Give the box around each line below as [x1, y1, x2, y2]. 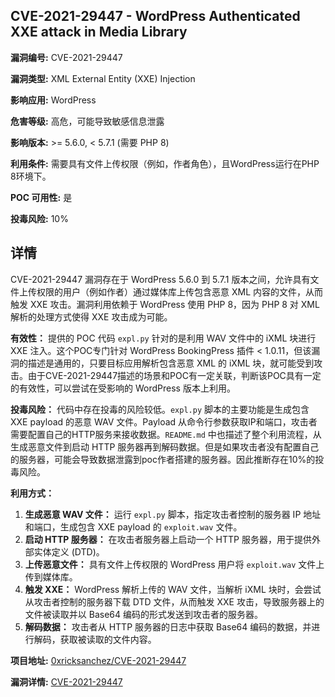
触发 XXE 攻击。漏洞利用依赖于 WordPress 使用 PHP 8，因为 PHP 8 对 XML [10, 298, 320, 310]
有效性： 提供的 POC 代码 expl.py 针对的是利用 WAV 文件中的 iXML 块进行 [10, 332, 317, 344]
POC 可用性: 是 [10, 191, 73, 203]
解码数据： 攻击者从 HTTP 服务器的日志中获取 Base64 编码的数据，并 [24, 620, 312, 633]
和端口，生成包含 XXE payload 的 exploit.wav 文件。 [24, 520, 243, 533]
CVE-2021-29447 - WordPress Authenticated [10, 8, 301, 25]
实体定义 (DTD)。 [33, 545, 105, 558]
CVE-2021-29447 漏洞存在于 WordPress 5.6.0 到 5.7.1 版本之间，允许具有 [10, 273, 311, 285]
